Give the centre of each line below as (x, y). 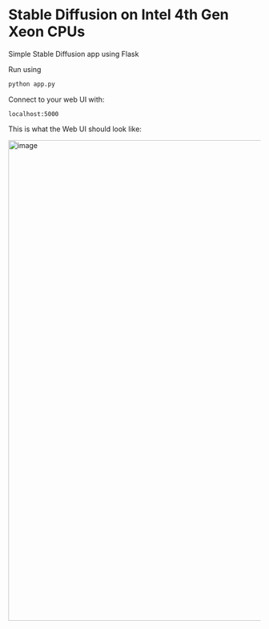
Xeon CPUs (47, 32)
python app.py (32, 84)
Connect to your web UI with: (56, 99)
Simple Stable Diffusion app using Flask (74, 54)
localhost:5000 (34, 114)
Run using (25, 69)
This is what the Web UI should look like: (75, 129)
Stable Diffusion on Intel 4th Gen (119, 15)
